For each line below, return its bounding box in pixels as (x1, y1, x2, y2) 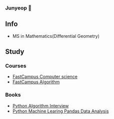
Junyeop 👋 (5, 4, 31, 11)
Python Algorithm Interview (12, 103, 69, 109)
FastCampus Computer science (12, 74, 78, 80)
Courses (5, 62, 26, 69)
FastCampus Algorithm (12, 79, 60, 85)
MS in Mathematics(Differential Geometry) (12, 33, 100, 39)
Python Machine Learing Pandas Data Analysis (12, 108, 109, 114)
